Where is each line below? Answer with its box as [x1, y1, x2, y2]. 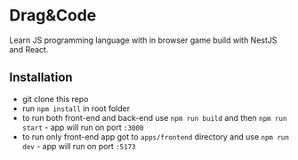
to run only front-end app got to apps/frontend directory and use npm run [21, 131, 289, 142]
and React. [9, 44, 49, 54]
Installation [9, 70, 73, 85]
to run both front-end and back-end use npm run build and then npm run [21, 112, 287, 123]
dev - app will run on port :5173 [21, 140, 136, 151]
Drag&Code [9, 5, 97, 26]
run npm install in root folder [21, 103, 131, 114]
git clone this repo [21, 93, 89, 104]
